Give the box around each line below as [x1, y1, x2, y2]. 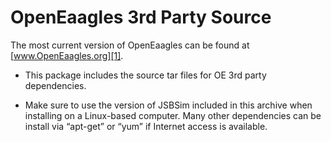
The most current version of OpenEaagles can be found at [10, 39, 250, 51]
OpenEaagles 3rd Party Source [10, 6, 272, 29]
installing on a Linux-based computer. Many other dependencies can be [24, 109, 322, 121]
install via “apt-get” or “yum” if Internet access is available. [24, 120, 268, 132]
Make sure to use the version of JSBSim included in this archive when [24, 99, 313, 111]
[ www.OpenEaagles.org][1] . [10, 49, 124, 61]
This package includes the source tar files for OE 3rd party [24, 69, 267, 81]
